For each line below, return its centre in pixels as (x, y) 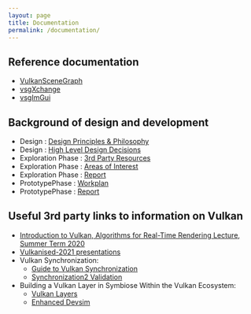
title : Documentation (44, 23)
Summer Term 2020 (52, 243)
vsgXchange (40, 89)
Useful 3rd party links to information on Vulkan (126, 216)
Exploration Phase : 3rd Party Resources (85, 158)
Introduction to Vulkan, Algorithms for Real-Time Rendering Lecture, (130, 235)
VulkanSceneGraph (51, 81)
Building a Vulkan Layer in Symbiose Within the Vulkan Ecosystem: (127, 285)
